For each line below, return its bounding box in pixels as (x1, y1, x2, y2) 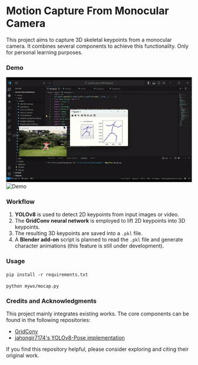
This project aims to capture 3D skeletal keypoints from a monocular (6, 36, 172, 43)
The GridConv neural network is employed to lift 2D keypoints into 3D (14, 217, 186, 224)
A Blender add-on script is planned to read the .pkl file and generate (14, 236, 183, 243)
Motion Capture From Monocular (6, 4, 169, 18)
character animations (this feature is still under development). (14, 242, 164, 249)
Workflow (6, 198, 35, 206)
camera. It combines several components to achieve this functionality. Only (6, 43, 189, 50)
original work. (6, 352, 39, 359)
